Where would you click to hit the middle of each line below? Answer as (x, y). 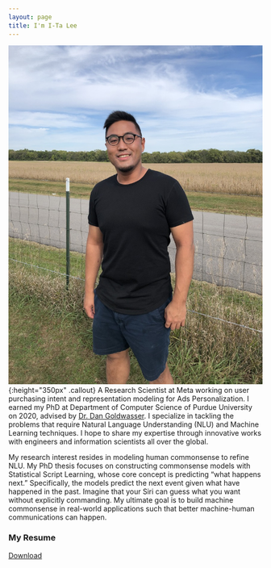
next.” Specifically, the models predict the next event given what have (124, 482)
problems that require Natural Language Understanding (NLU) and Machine (134, 424)
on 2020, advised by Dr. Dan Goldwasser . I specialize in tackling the (121, 416)
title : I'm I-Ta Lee (43, 25)
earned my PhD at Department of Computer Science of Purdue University (130, 407)
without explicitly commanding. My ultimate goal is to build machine (121, 499)
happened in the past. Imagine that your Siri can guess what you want (124, 491)
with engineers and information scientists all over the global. (108, 441)
